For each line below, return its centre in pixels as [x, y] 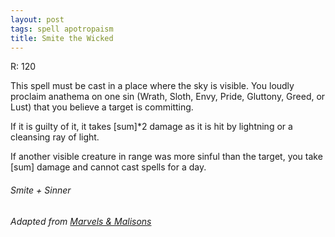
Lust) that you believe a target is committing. [102, 107]
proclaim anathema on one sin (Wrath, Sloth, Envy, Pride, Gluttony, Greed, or [168, 97]
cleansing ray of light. [55, 137]
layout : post [37, 19]
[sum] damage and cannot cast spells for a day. [108, 167]
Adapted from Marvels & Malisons [81, 221]
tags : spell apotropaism [62, 29]
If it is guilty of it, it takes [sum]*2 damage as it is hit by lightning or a [151, 127]
